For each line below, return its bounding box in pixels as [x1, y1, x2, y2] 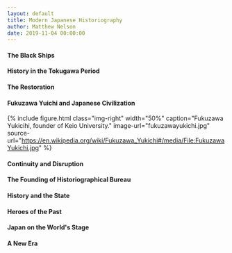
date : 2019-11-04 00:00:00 [7, 29, 85, 37]
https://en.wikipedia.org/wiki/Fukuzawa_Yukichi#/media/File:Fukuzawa [21, 136, 225, 145]
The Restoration [7, 83, 55, 91]
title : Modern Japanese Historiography [7, 17, 123, 24]
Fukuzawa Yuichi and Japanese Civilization [7, 99, 135, 107]
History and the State [7, 192, 70, 200]
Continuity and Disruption [7, 159, 84, 168]
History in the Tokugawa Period [7, 67, 100, 75]
